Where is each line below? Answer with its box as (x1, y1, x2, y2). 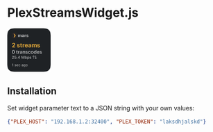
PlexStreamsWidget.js (7, 5, 139, 21)
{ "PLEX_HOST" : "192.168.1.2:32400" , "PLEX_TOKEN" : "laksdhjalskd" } (7, 118, 207, 125)
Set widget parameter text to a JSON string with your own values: (7, 104, 195, 112)
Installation (7, 85, 57, 97)
